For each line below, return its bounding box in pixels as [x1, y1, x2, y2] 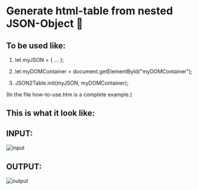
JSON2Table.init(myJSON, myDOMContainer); [14, 79, 129, 86]
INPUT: [6, 128, 33, 138]
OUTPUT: [6, 161, 42, 172]
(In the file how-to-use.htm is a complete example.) [6, 91, 132, 98]
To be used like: [6, 41, 66, 51]
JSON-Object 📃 [6, 17, 83, 30]
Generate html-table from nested [6, 4, 173, 18]
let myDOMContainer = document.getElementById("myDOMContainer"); [14, 68, 193, 75]
